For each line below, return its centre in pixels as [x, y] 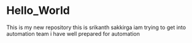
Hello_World [38, 11]
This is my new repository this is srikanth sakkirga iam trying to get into [96, 27]
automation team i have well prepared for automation [73, 33]
